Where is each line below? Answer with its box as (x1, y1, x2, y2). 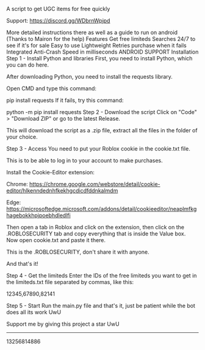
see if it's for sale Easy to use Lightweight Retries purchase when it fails (6, 42, 187, 49)
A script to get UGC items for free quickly (6, 5, 110, 12)
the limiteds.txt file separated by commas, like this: (6, 279, 134, 285)
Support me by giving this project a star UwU (6, 320, 120, 327)
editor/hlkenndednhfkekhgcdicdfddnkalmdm (6, 187, 118, 194)
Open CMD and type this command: (6, 85, 96, 92)
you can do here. (6, 61, 49, 68)
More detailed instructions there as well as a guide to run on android (6, 29, 178, 36)
